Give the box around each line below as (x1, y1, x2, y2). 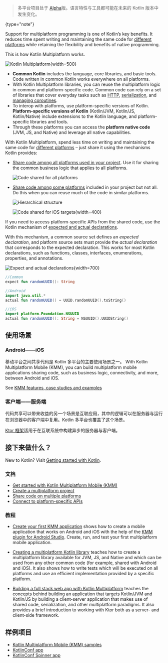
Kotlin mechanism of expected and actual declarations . (5, 224, 118, 230)
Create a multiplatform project (12, 488, 74, 494)
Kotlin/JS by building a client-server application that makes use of (12, 596, 148, 602)
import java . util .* (5, 293, 46, 298)
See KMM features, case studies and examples (5, 384, 102, 390)
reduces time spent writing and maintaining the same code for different (5, 36, 152, 42)
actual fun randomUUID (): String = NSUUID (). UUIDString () (5, 316, 128, 321)
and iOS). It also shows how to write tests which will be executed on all (12, 565, 158, 571)
